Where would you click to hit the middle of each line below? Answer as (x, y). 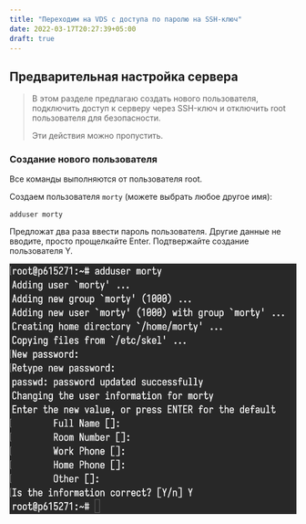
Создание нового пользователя (83, 160)
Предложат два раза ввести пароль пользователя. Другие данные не (145, 232)
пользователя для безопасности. (96, 118)
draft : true (32, 38)
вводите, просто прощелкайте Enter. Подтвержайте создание (129, 241)
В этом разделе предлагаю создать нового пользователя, (145, 99)
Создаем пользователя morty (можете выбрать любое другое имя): (141, 197)
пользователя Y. (41, 251)
